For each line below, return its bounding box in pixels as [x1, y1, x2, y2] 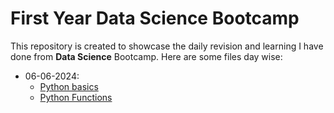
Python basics [39, 80, 99, 92]
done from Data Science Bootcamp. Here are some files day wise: [10, 50, 283, 62]
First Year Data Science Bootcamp [10, 7, 300, 30]
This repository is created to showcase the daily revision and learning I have [10, 40, 324, 52]
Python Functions [39, 91, 113, 103]
